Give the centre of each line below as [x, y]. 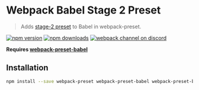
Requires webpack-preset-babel [47, 49]
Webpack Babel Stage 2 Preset [84, 10]
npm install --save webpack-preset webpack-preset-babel [78, 81]
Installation [27, 68]
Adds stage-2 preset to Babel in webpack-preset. [81, 26]
